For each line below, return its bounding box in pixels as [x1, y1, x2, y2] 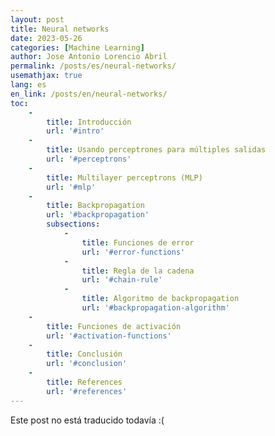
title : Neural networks [10, 24, 110, 34]
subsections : [46, 219, 101, 230]
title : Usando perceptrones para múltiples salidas [46, 145, 267, 155]
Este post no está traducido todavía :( [10, 414, 165, 426]
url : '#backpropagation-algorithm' [81, 303, 230, 313]
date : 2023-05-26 [10, 33, 83, 43]
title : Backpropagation [46, 201, 145, 211]
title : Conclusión [46, 349, 123, 360]
